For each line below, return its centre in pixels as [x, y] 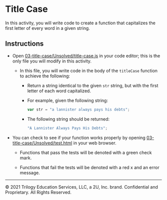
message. [30, 173]
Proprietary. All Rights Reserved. [38, 192]
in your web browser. [95, 143]
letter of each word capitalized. [59, 91]
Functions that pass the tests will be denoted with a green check [86, 152]
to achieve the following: [45, 76]
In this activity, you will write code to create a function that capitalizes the [80, 23]
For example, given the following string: [68, 100]
